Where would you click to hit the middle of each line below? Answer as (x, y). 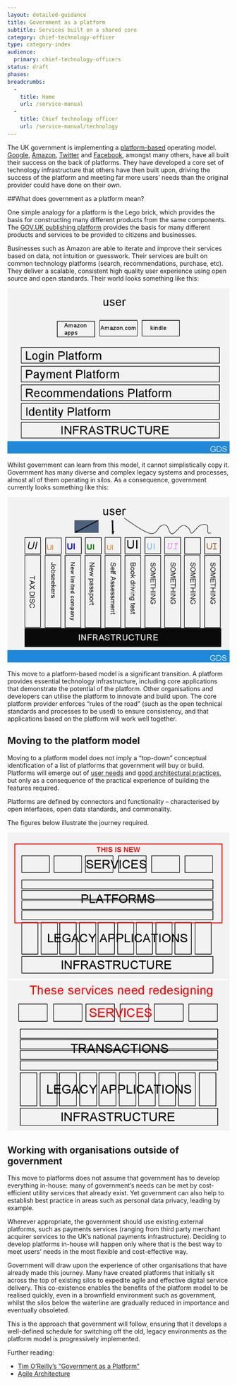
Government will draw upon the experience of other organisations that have (117, 1265)
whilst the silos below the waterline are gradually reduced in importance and (118, 1303)
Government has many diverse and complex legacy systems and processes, (118, 472)
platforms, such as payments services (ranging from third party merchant (114, 1229)
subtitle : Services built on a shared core (72, 30)
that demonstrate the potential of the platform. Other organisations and (110, 688)
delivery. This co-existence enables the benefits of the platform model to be (117, 1288)
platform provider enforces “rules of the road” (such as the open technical (115, 703)
